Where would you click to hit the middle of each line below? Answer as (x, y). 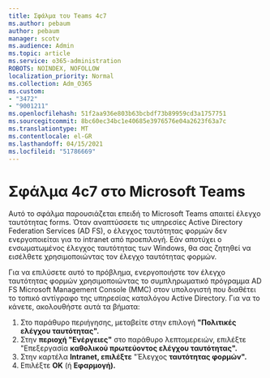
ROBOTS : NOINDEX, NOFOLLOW (54, 69)
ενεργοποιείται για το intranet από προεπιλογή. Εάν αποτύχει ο (115, 240)
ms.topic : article (39, 53)
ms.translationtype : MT (49, 129)
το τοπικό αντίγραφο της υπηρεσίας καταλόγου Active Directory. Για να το (135, 298)
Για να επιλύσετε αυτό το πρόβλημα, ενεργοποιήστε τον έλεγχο (117, 273)
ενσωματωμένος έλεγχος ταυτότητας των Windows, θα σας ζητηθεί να (130, 248)
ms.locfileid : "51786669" (52, 151)
